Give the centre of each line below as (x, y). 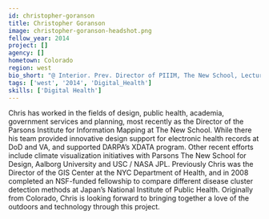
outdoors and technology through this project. (84, 207)
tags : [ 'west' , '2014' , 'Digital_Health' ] (80, 83)
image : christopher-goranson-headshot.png (80, 30)
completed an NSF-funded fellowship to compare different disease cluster (131, 181)
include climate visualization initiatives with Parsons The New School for (127, 156)
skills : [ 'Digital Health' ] (55, 90)
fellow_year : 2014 (39, 38)
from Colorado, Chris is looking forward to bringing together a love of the (129, 198)
